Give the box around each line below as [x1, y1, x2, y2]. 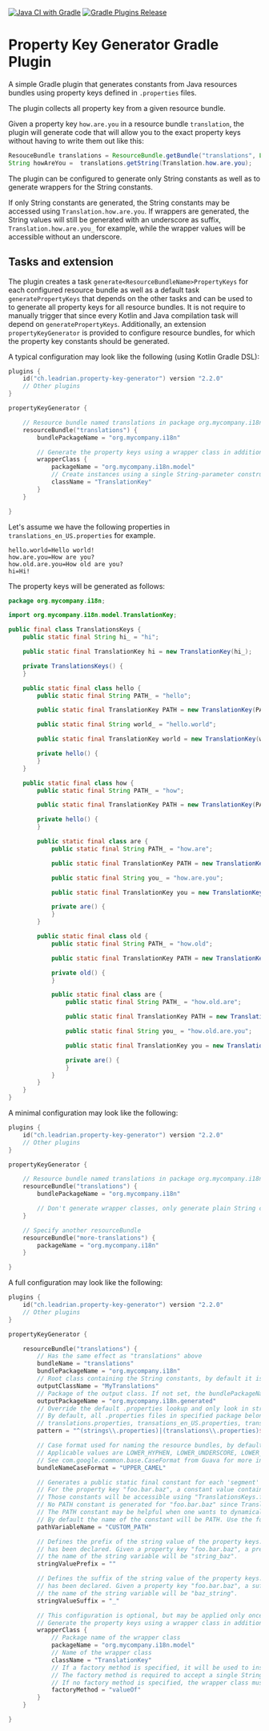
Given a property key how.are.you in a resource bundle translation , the [8, 119, 244, 129]
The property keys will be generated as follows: [8, 581, 166, 590]
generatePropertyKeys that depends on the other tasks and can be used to [8, 293, 253, 303]
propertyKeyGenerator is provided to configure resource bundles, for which [8, 328, 255, 337]
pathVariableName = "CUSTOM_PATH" [37, 1523, 152, 1531]
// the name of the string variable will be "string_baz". [37, 1553, 239, 1561]
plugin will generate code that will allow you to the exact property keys [8, 127, 242, 137]
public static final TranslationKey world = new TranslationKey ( [37, 735, 260, 743]
